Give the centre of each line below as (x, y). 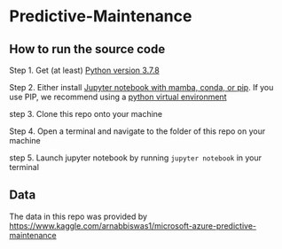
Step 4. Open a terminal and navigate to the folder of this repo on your (137, 131)
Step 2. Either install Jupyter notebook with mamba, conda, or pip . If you (141, 87)
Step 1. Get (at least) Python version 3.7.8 (84, 70)
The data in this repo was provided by (78, 216)
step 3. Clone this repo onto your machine (86, 114)
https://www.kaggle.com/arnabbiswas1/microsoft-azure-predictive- (133, 226)
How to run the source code (87, 49)
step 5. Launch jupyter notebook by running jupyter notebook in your (136, 158)
